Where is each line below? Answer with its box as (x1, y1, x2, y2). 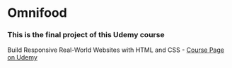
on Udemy (7, 53, 37, 62)
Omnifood (7, 5, 67, 21)
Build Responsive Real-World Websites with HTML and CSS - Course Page (7, 46, 225, 54)
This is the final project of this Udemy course (7, 30, 165, 40)
